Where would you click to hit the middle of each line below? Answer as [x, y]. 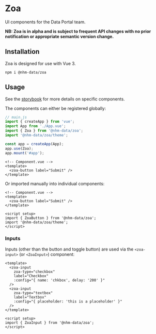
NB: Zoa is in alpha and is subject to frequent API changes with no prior [78, 31]
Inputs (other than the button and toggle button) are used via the [69, 249]
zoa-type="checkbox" [34, 272]
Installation [22, 52]
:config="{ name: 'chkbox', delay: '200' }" [59, 280]
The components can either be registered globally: [55, 108]
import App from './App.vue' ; [36, 126]
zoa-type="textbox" [33, 293]
